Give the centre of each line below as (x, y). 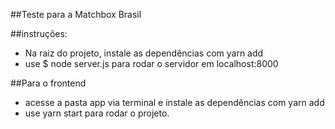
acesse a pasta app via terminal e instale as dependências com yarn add (174, 102)
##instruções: (39, 33)
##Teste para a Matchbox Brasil (76, 14)
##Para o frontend (48, 83)
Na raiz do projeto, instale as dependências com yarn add (144, 53)
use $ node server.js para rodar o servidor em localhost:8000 (151, 63)
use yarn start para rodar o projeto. (97, 113)
